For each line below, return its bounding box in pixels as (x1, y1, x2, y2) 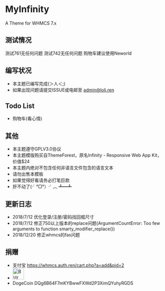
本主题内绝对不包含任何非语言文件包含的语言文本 (12, 165, 113, 171)
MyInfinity (5, 4, 49, 15)
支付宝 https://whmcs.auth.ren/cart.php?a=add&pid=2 (12, 262, 124, 268)
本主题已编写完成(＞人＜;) (12, 80, 66, 86)
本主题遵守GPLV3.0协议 (12, 146, 61, 152)
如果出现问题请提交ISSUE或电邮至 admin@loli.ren (12, 87, 114, 93)
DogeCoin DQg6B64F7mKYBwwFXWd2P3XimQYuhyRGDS (12, 280, 133, 286)
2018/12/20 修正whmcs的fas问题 (12, 232, 80, 238)
